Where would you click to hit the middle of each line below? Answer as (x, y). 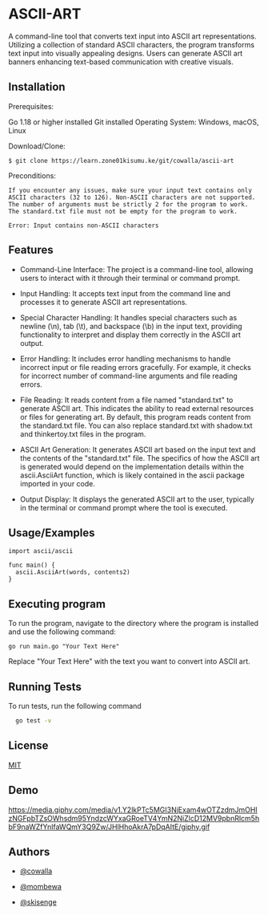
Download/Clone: (37, 146)
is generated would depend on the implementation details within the (132, 466)
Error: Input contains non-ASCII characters (84, 226)
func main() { (32, 565)
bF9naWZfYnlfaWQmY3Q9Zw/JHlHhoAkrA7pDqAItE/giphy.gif (109, 827)
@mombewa (41, 887)
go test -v (34, 721)
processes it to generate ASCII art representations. (104, 302)
